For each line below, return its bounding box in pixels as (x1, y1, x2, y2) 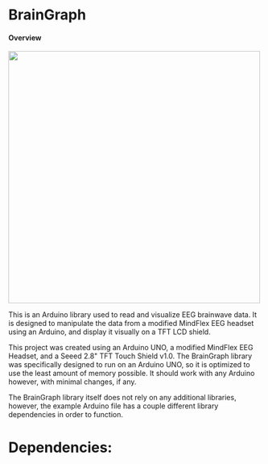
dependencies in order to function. (8, 410, 123, 420)
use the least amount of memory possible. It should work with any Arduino (8, 369, 255, 378)
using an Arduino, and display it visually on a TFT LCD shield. (8, 327, 211, 337)
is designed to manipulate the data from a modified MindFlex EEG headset (8, 319, 254, 328)
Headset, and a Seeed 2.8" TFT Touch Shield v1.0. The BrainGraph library (8, 351, 253, 361)
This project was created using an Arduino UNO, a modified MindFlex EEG (8, 343, 254, 353)
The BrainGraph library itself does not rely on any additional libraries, (8, 393, 237, 403)
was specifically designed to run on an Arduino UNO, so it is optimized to (8, 360, 251, 370)
